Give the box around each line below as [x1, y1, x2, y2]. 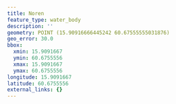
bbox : [7, 42, 23, 49]
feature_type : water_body [7, 16, 81, 23]
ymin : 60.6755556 [13, 55, 63, 62]
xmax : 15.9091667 [13, 61, 63, 68]
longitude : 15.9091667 [7, 73, 72, 81]
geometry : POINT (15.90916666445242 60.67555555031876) [7, 29, 170, 36]
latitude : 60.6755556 [7, 80, 69, 87]
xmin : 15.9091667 [13, 49, 63, 55]
